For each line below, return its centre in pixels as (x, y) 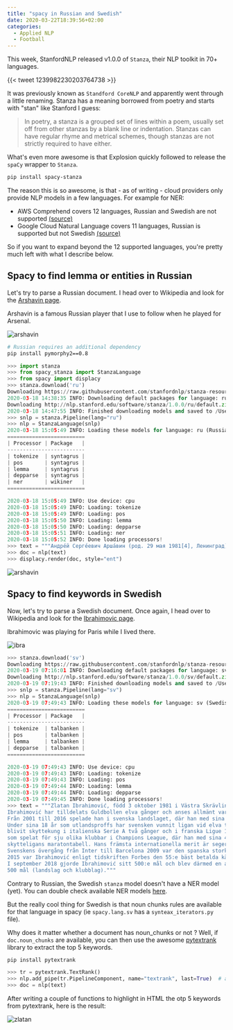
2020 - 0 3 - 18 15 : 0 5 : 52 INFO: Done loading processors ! (85, 540)
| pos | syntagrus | (46, 463)
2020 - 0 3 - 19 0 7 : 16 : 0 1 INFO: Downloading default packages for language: (113, 671)
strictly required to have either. (68, 144)
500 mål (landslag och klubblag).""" (62, 870)
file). (14, 919)
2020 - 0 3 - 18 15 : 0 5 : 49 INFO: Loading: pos (67, 514)
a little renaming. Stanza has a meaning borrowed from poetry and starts (111, 101)
